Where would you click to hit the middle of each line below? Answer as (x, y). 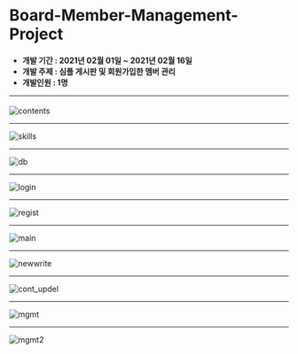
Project (36, 34)
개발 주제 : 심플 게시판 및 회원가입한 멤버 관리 (98, 71)
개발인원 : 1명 (45, 82)
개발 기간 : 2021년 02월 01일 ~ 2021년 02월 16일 (107, 60)
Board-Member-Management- (124, 15)
